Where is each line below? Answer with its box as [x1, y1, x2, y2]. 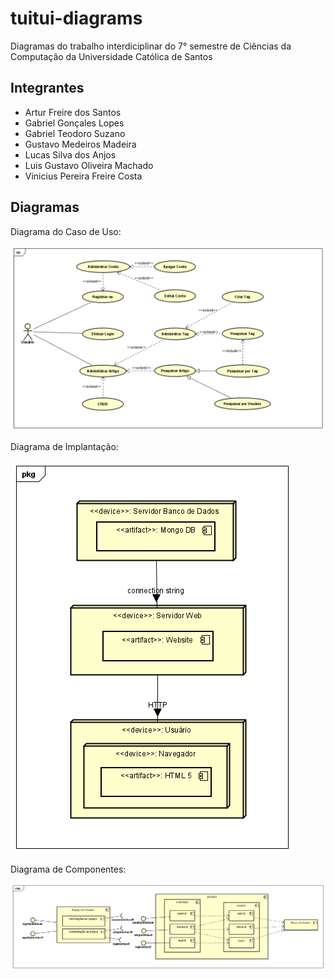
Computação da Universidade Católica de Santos [10, 50, 213, 62]
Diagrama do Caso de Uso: [10, 225, 122, 237]
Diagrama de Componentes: [10, 863, 127, 875]
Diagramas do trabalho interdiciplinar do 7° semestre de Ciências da [10, 40, 292, 52]
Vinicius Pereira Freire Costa [24, 170, 143, 182]
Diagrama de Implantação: [10, 440, 119, 452]
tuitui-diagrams [10, 7, 143, 30]
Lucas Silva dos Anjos [24, 148, 117, 161]
